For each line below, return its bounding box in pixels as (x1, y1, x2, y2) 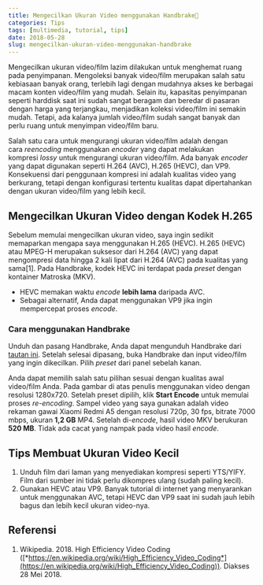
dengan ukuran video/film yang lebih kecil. (8, 187, 146, 196)
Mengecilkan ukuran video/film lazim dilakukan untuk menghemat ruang (8, 62, 243, 72)
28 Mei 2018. (19, 569, 62, 579)
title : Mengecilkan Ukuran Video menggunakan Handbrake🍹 (8, 11, 199, 20)
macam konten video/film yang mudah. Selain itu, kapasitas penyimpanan (8, 87, 247, 97)
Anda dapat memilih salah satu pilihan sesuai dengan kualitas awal (8, 373, 224, 383)
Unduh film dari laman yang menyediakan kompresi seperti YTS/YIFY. (19, 468, 246, 477)
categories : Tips (8, 19, 65, 27)
